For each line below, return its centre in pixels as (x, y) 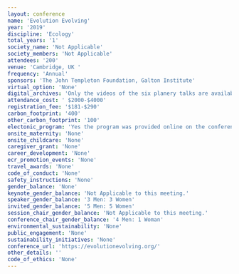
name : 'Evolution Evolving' (49, 21)
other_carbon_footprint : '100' (54, 120)
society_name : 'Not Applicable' (55, 47)
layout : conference (36, 14)
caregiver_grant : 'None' (44, 147)
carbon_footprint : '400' (44, 113)
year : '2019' (27, 27)
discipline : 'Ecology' (41, 34)
